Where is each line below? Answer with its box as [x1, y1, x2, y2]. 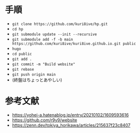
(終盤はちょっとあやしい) [12, 77, 62, 83]
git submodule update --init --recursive [12, 32, 97, 37]
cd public [12, 51, 32, 56]
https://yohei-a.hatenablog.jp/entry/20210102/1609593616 [12, 112, 129, 118]
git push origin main [12, 72, 56, 77]
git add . [12, 57, 32, 61]
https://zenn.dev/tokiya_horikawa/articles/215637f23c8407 [12, 122, 131, 128]
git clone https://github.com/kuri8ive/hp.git [12, 21, 108, 27]
